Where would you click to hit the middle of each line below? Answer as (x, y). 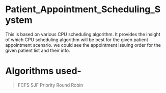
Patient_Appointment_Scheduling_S (83, 9)
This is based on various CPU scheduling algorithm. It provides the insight (83, 34)
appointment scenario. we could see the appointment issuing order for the (83, 45)
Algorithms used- (43, 71)
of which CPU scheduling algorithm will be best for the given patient (77, 40)
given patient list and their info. (38, 50)
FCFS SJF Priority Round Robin (50, 85)
